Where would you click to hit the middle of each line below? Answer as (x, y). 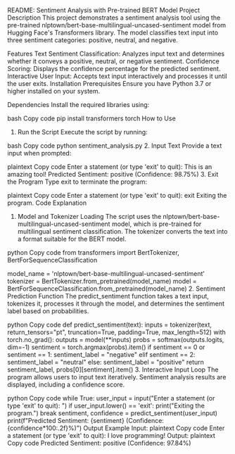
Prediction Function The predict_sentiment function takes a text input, (108, 296)
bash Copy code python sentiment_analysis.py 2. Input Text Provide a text (115, 146)
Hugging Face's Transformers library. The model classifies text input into (113, 32)
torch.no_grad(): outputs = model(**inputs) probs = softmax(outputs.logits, (116, 340)
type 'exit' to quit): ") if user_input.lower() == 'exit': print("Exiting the (106, 405)
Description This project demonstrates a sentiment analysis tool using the (114, 18)
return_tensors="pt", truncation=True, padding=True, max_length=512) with (117, 332)
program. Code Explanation (47, 203)
